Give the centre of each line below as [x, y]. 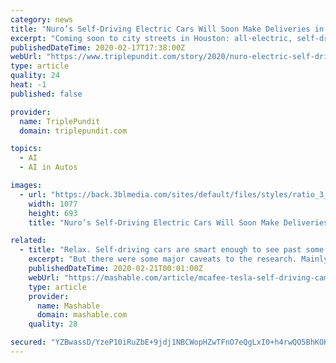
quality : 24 [35, 76]
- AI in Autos [48, 167]
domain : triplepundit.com [73, 131]
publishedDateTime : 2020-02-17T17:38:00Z [98, 47]
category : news [42, 19]
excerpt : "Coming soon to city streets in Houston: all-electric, [151, 38]
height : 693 [53, 213]
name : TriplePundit [60, 121]
